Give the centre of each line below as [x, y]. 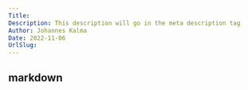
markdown [35, 78]
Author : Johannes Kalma [48, 30]
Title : [19, 16]
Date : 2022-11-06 [37, 38]
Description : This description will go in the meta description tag [124, 23]
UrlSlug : [23, 45]
